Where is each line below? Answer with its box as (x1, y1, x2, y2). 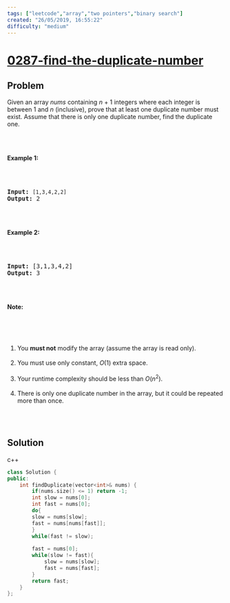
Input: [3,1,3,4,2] (7, 262, 73, 271)
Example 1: (7, 154, 39, 162)
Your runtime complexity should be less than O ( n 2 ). (17, 373, 163, 383)
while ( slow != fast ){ (32, 552, 94, 559)
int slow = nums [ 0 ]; (32, 494, 91, 501)
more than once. (17, 396, 64, 405)
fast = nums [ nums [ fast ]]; (32, 520, 107, 527)
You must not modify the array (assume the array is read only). (17, 344, 196, 352)
